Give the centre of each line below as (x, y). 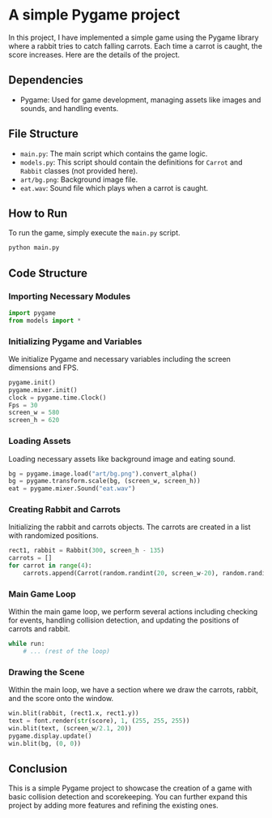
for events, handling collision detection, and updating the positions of (124, 620)
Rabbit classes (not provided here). (79, 170)
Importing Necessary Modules (70, 296)
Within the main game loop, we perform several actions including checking (133, 612)
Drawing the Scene (47, 672)
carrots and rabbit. (39, 629)
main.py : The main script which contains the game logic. (114, 153)
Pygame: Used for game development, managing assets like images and (140, 100)
